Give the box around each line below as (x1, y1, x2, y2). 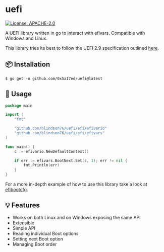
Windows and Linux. (5, 35, 48, 41)
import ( (5, 112, 24, 117)
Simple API (12, 225, 35, 231)
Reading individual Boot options (12, 230, 79, 236)
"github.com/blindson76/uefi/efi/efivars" (14, 131, 105, 136)
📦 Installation (5, 60, 50, 69)
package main (5, 103, 33, 108)
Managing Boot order (12, 241, 57, 247)
